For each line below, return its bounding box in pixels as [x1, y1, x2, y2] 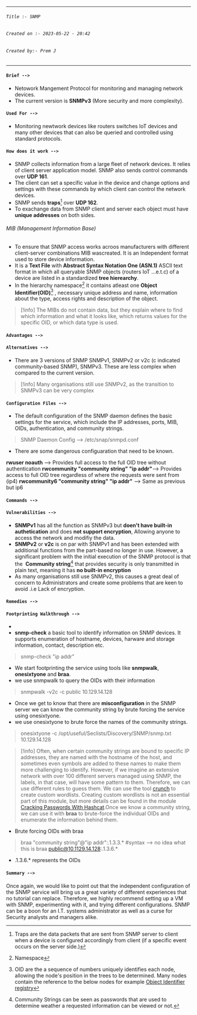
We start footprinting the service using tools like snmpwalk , [14, 665, 159, 672]
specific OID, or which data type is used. [20, 319, 119, 326]
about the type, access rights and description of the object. [14, 295, 158, 302]
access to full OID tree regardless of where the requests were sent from [6, 472, 180, 479]
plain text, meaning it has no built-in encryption [14, 566, 131, 573]
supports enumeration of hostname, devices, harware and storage [14, 636, 175, 643]
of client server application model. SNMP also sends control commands [14, 167, 188, 174]
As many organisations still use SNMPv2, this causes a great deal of [14, 573, 179, 580]
